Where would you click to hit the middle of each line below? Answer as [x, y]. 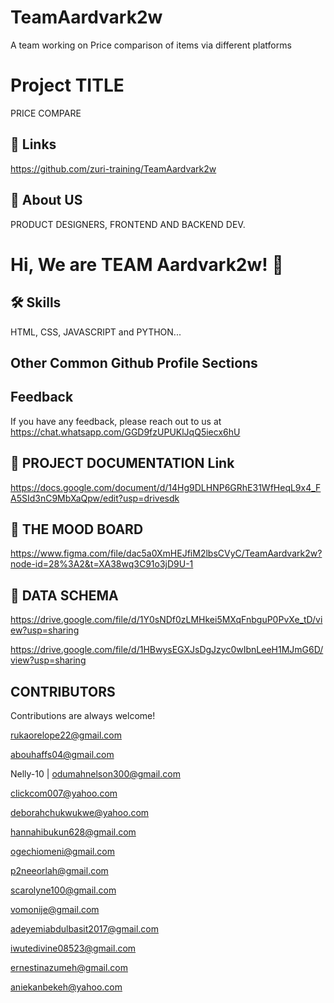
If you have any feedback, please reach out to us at [116, 421]
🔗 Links [33, 144]
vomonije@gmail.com [55, 909]
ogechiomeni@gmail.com [62, 851]
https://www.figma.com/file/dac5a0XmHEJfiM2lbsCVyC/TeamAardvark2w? [166, 553]
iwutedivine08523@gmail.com [73, 948]
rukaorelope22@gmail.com [66, 735]
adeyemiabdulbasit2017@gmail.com [85, 928]
